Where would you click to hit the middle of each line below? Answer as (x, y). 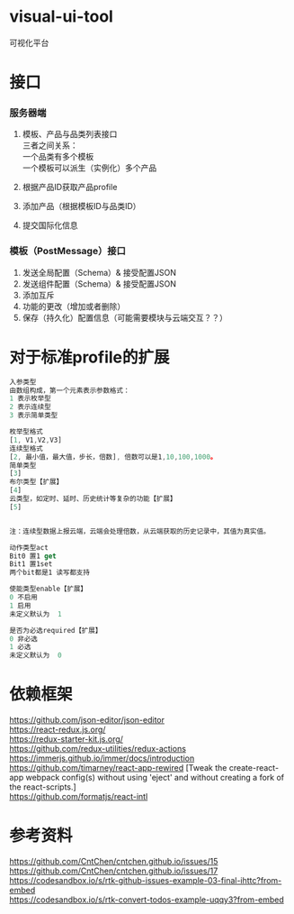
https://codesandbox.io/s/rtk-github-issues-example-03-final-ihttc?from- (146, 881)
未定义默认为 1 (36, 614)
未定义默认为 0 (36, 655)
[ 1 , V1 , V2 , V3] (36, 440)
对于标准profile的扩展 (89, 357)
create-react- (254, 768)
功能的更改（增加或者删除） (74, 306)
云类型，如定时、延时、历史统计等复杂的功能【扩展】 (93, 499)
